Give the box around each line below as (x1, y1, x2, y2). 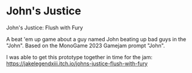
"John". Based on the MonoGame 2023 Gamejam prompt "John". (6, 42, 166, 49)
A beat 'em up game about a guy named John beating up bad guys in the (6, 35, 187, 42)
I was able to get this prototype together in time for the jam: (6, 53, 153, 60)
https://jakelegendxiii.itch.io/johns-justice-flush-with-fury (6, 60, 148, 67)
